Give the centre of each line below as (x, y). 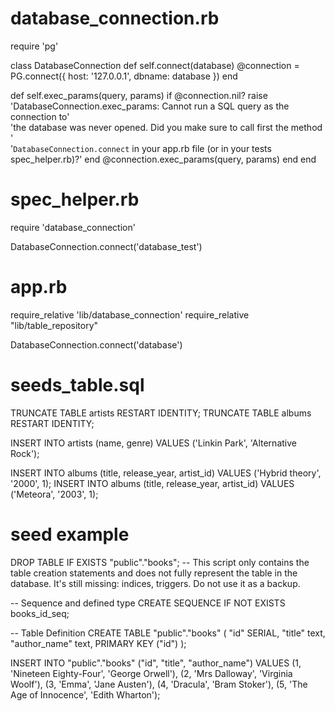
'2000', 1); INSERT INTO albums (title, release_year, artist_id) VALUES (152, 483)
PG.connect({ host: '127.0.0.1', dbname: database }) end (124, 76)
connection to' (40, 116)
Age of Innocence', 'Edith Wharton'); (85, 694)
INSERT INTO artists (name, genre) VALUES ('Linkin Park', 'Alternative (153, 443)
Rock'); (25, 453)
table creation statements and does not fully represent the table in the (154, 573)
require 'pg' (34, 46)
